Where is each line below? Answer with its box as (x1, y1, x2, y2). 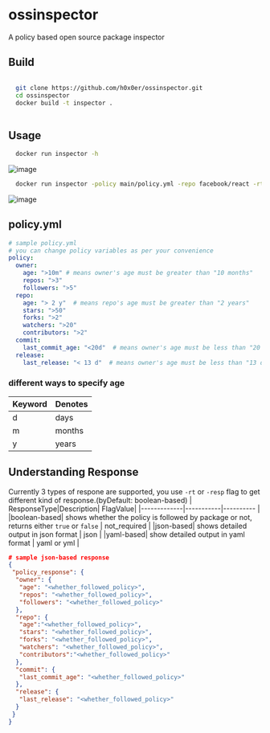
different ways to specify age (8, 378, 125, 389)
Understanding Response (8, 465, 139, 479)
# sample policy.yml (8, 239, 78, 247)
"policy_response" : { (11, 568, 84, 576)
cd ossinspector (15, 91, 70, 100)
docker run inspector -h (15, 150, 99, 158)
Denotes (55, 398, 88, 409)
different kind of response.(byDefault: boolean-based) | (8, 495, 193, 505)
